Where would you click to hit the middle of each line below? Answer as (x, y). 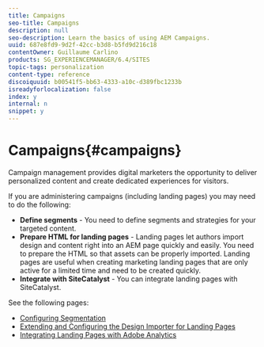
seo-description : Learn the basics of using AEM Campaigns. (109, 38)
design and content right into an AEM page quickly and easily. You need (137, 245)
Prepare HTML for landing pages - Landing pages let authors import (132, 236)
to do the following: (40, 204)
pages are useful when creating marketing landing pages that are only (134, 261)
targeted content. (48, 228)
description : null (38, 30)
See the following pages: (49, 303)
